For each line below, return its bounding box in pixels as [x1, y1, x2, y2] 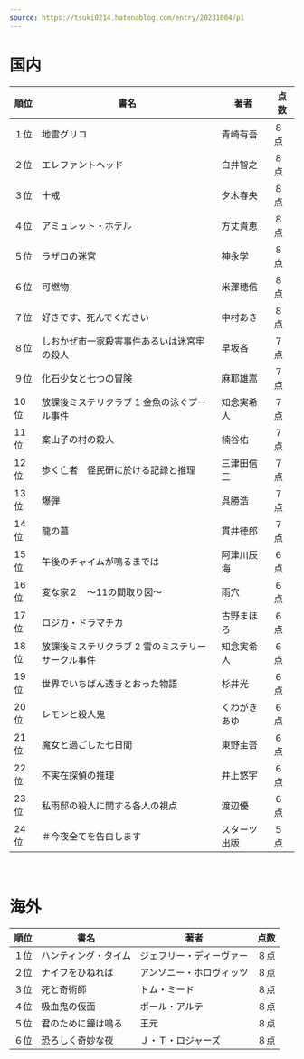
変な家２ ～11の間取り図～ [41, 585, 163, 598]
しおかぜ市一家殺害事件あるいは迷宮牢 [41, 335, 205, 347]
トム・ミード [139, 983, 195, 996]
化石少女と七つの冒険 [41, 372, 133, 384]
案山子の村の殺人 [41, 433, 115, 446]
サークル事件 [41, 653, 97, 666]
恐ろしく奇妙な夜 [41, 1034, 115, 1046]
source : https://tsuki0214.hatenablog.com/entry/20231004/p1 [9, 13, 245, 23]
